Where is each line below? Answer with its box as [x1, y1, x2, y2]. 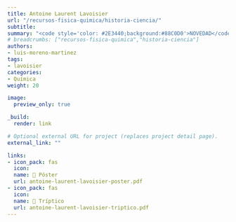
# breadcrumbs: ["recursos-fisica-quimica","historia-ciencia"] [7, 36, 199, 43]
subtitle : [7, 23, 37, 30]
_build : [7, 113, 30, 121]
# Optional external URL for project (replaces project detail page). [7, 132, 218, 140]
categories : [7, 69, 42, 76]
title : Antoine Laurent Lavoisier [7, 10, 109, 18]
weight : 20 [7, 82, 39, 89]
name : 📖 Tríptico [13, 197, 65, 204]
